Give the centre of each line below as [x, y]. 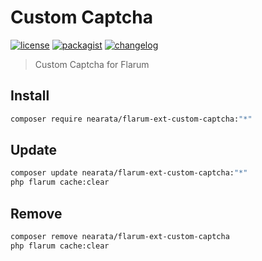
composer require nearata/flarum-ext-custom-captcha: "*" [131, 119]
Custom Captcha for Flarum [92, 64]
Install [30, 96]
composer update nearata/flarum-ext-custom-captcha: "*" [129, 173]
